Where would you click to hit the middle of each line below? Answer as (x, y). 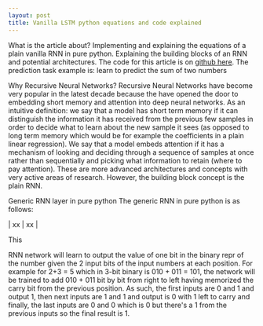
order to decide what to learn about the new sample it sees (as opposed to (129, 127)
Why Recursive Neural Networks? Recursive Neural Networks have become (131, 85)
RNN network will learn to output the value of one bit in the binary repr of (126, 255)
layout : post (29, 15)
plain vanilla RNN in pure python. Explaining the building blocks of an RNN (128, 53)
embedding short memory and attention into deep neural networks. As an (127, 102)
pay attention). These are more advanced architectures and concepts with (128, 169)
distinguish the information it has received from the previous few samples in (131, 119)
